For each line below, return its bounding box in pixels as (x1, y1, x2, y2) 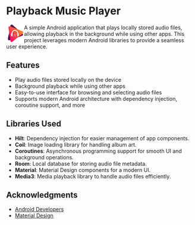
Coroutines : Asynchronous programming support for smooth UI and (14, 147, 183, 155)
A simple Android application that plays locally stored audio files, (24, 24, 183, 31)
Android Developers (14, 206, 64, 213)
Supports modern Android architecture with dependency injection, (14, 95, 177, 102)
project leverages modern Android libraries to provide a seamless (24, 36, 184, 44)
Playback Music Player (6, 4, 121, 18)
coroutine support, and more (14, 101, 85, 109)
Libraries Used (6, 119, 61, 129)
